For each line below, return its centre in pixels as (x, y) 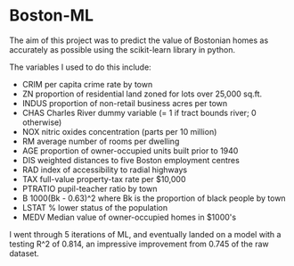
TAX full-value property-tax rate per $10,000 (104, 179)
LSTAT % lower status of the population (94, 207)
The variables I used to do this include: (80, 67)
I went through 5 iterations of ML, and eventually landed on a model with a (145, 234)
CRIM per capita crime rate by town (87, 84)
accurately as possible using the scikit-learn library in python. (122, 49)
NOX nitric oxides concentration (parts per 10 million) (119, 131)
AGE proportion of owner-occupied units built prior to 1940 (130, 150)
